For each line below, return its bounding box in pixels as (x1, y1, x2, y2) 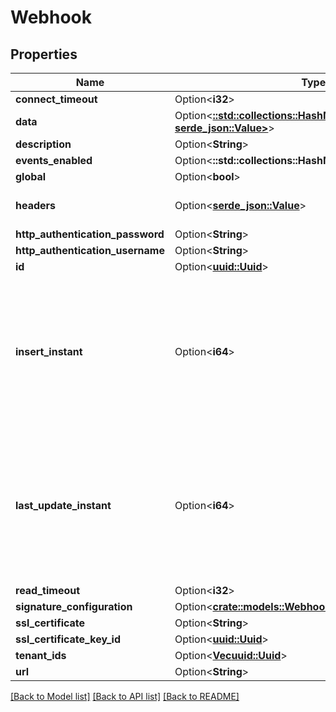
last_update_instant (15, 499, 112, 512)
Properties (10, 46, 78, 63)
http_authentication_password (15, 227, 165, 241)
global (15, 170, 47, 183)
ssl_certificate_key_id (15, 632, 122, 646)
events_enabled (15, 154, 93, 167)
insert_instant (15, 345, 83, 358)
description (15, 137, 72, 151)
